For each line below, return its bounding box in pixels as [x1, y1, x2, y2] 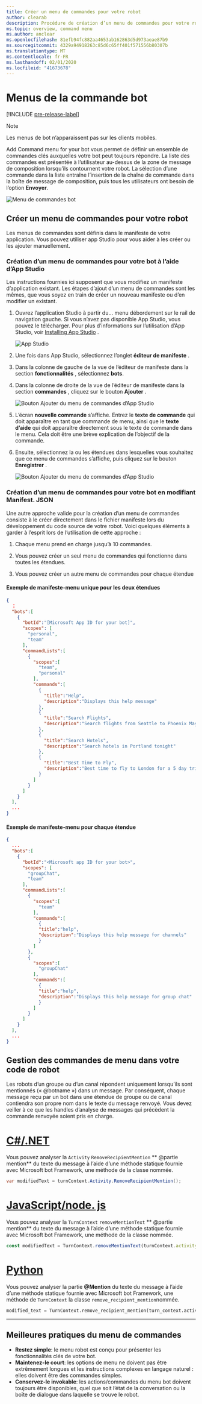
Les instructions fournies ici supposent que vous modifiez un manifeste [6, 279, 183, 286]
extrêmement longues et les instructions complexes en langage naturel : [14, 1365, 194, 1372]
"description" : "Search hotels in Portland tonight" [44, 743, 176, 749]
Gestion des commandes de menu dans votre [6, 1056, 180, 1066]
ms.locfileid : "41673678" [6, 65, 71, 71]
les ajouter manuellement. [6, 242, 70, 250]
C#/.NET [6, 1134, 50, 1147]
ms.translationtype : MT [6, 48, 66, 54]
